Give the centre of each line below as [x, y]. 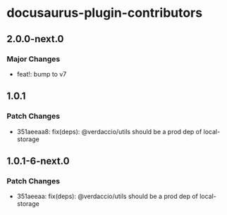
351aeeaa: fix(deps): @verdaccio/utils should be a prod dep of [107, 196]
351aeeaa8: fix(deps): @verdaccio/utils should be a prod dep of [109, 131]
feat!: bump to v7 [42, 74]
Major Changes [33, 59]
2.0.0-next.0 [35, 39]
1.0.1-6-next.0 [38, 161]
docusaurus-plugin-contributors [104, 13]
